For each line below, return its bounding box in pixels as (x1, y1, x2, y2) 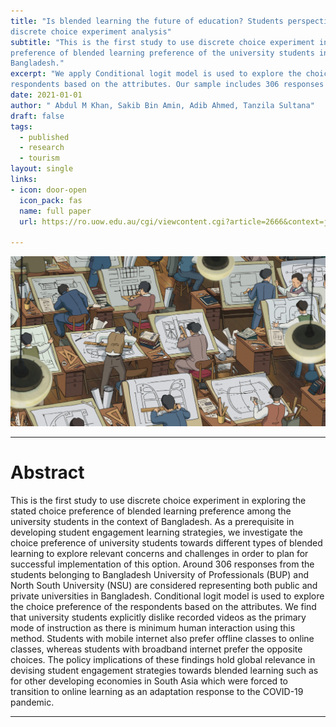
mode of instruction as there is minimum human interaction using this (10, 622, 296, 634)
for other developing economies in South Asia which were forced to (10, 675, 288, 687)
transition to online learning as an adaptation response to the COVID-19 (10, 686, 304, 698)
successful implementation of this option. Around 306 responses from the (10, 558, 315, 570)
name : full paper (19, 206, 92, 216)
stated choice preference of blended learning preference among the (10, 505, 292, 517)
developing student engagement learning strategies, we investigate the (10, 526, 303, 539)
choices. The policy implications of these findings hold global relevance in (10, 654, 316, 666)
